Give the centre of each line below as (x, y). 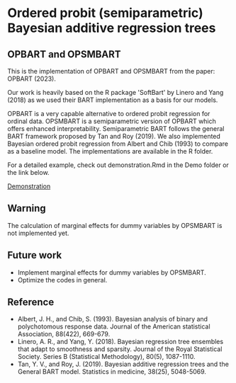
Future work (35, 255)
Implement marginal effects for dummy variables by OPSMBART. (112, 272)
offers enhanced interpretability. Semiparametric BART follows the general (116, 128)
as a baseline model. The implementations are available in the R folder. (110, 151)
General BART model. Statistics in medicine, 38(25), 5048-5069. (112, 372)
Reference (31, 302)
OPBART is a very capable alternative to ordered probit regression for (109, 114)
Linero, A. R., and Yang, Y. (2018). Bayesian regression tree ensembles (120, 342)
